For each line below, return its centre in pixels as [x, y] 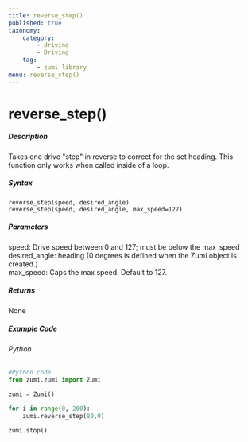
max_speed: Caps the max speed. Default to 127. [88, 272]
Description [28, 137]
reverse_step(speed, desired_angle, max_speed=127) [95, 209]
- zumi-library [62, 68]
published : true [35, 23]
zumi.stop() [28, 430]
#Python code [30, 373]
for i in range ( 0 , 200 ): [49, 409]
